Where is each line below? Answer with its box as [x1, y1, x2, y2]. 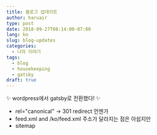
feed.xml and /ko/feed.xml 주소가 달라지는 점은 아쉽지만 [15, 115, 151, 123]
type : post [6, 20, 34, 26]
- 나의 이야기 [12, 49, 41, 55]
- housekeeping [12, 65, 51, 72]
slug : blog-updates [6, 37, 56, 43]
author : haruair [6, 15, 47, 21]
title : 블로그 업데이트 [6, 9, 58, 15]
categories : [6, 43, 37, 49]
